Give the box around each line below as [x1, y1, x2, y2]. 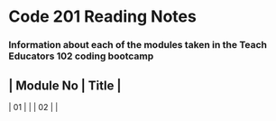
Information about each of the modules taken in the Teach [8, 39, 268, 51]
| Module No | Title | [8, 78, 122, 93]
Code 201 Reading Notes [8, 6, 198, 27]
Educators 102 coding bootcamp [8, 50, 154, 62]
